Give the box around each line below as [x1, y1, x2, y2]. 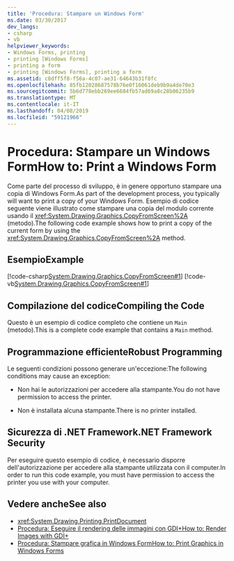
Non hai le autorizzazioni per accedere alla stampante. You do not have [17, 385, 221, 394]
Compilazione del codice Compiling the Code [7, 300, 205, 312]
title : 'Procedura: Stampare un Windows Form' [7, 10, 145, 17]
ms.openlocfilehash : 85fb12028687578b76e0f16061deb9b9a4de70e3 [7, 82, 195, 89]
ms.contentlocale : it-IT [7, 101, 79, 108]
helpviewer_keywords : [7, 43, 70, 49]
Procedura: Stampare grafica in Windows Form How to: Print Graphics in [17, 539, 224, 547]
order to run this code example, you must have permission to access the [7, 470, 214, 479]
